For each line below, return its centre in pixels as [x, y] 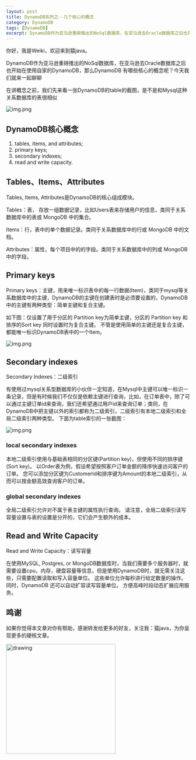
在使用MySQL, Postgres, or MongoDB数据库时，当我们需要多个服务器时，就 [97, 563]
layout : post [22, 11]
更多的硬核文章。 [32, 635]
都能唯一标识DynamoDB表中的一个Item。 [55, 332]
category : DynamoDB [30, 22]
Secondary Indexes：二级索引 [42, 377]
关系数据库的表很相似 [32, 98]
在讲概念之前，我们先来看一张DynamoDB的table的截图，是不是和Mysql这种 [97, 90]
